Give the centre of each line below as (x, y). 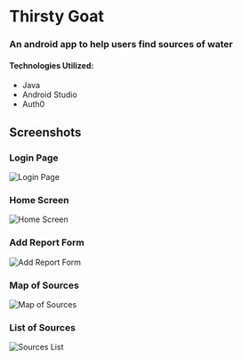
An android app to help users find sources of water (121, 45)
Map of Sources (44, 285)
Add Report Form (47, 242)
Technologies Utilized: (52, 65)
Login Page (34, 158)
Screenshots (45, 132)
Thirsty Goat (57, 16)
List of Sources (42, 327)
